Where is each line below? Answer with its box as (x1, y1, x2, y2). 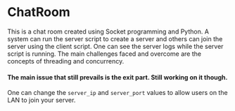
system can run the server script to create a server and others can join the (7, 34, 223, 43)
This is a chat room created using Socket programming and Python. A (7, 27, 210, 36)
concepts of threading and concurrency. (7, 57, 125, 65)
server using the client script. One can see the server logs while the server (7, 42, 224, 50)
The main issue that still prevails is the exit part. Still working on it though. (7, 73, 228, 81)
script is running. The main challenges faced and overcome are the (7, 50, 202, 58)
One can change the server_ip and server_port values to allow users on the (7, 89, 228, 97)
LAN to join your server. (7, 96, 76, 105)
